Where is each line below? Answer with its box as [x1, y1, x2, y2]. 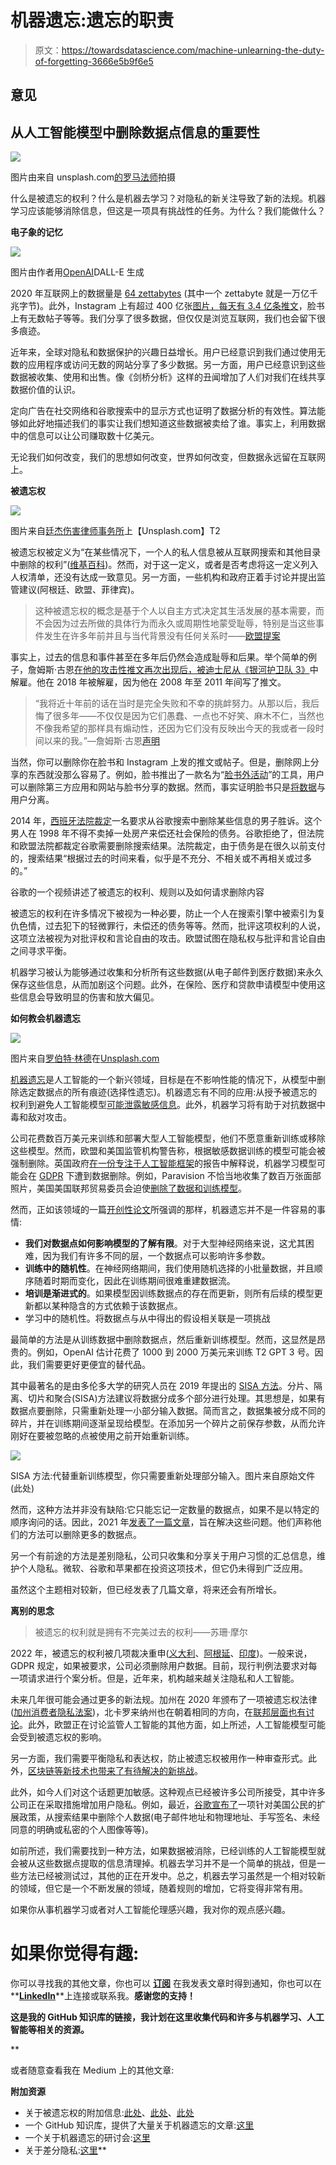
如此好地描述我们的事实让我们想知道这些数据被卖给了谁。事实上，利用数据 [18, 417, 326, 430]
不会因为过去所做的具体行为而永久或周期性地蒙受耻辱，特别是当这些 [34, 617, 316, 630]
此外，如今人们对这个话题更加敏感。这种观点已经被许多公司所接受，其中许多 [10, 1786, 326, 1798]
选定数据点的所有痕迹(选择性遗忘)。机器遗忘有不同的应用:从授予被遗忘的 [18, 1086, 318, 1098]
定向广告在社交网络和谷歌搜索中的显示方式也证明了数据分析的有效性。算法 [10, 405, 317, 417]
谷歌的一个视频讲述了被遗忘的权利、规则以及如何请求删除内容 [10, 886, 265, 898]
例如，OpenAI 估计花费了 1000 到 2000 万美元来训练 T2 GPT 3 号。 [36, 1346, 315, 1358]
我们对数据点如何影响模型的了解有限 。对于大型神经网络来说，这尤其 [24, 1237, 306, 1250]
